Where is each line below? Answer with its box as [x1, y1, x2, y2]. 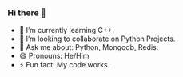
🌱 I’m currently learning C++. [18, 26, 115, 35]
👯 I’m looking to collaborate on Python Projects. [18, 34, 176, 43]
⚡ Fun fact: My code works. [18, 60, 110, 70]
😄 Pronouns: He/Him [18, 51, 90, 61]
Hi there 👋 [7, 7, 47, 18]
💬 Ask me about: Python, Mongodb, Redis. [18, 43, 159, 52]
